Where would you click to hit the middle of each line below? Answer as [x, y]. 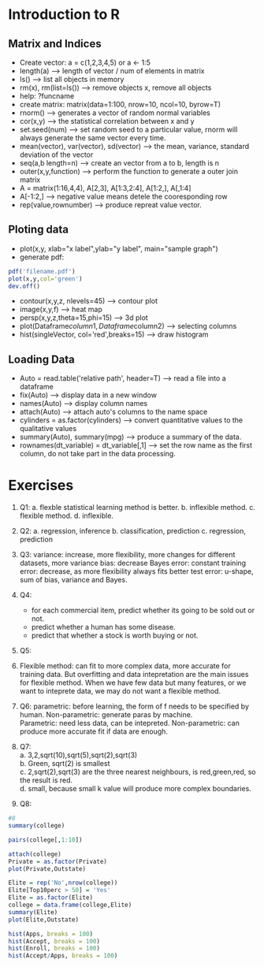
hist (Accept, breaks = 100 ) [54, 941]
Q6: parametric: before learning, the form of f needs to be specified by [134, 706]
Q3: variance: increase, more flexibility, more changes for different [127, 555]
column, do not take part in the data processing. [97, 454]
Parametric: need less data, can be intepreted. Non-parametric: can [130, 723]
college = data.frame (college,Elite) [70, 905]
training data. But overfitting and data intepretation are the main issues [134, 675]
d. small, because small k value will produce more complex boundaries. [136, 789]
